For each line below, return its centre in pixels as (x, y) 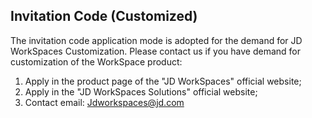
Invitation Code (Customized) (104, 16)
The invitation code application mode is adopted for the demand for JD (156, 40)
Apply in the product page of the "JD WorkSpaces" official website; (163, 81)
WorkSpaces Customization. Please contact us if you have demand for (155, 51)
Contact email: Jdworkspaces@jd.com (104, 102)
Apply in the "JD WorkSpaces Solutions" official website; (141, 91)
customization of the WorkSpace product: (96, 61)
